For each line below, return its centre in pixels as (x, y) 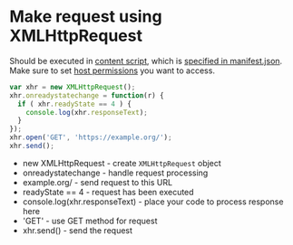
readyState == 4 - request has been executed (108, 192)
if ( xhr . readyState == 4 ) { (74, 104)
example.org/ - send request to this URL (98, 182)
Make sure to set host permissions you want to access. (112, 71)
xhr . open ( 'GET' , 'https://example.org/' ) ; (91, 137)
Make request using (86, 17)
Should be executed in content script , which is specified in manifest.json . (146, 61)
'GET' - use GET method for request (90, 221)
